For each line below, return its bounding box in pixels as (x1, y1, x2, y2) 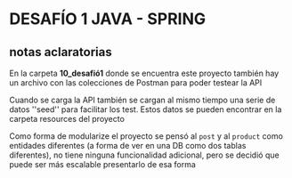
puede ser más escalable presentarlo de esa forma (9, 159, 196, 169)
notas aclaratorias (9, 44, 113, 60)
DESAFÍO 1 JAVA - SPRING (9, 9, 207, 29)
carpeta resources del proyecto (9, 114, 125, 124)
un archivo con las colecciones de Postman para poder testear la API (9, 77, 263, 88)
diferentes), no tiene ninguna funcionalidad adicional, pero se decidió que (9, 150, 280, 160)
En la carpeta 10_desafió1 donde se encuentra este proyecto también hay (9, 68, 280, 78)
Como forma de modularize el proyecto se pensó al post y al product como (9, 131, 283, 142)
